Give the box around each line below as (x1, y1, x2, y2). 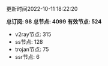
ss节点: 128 (14, 38, 43, 45)
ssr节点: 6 (14, 53, 40, 60)
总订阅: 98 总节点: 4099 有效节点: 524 (6, 18, 102, 25)
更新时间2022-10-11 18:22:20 (6, 5, 78, 12)
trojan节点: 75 (14, 46, 49, 53)
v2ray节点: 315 (14, 31, 52, 38)
